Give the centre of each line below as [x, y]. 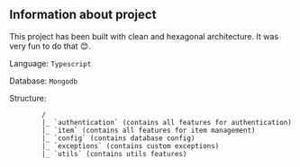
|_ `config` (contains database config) [118, 138]
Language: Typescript [50, 63]
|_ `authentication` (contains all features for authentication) [167, 122]
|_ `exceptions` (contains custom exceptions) [131, 146]
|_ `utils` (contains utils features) [114, 154]
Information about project [83, 15]
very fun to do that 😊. [50, 46]
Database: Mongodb [44, 81]
